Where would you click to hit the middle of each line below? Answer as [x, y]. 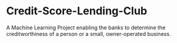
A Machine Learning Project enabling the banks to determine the [86, 27]
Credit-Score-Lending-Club [77, 11]
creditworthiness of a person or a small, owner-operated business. [88, 33]
